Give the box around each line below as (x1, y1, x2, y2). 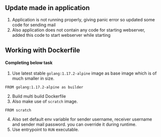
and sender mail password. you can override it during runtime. (12, 122, 137, 127)
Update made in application (5, 4, 90, 12)
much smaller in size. (12, 76, 55, 81)
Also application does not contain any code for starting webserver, (12, 27, 145, 33)
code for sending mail (12, 22, 56, 28)
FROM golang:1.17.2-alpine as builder (5, 85, 83, 90)
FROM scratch (5, 108, 32, 113)
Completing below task (5, 60, 53, 65)
